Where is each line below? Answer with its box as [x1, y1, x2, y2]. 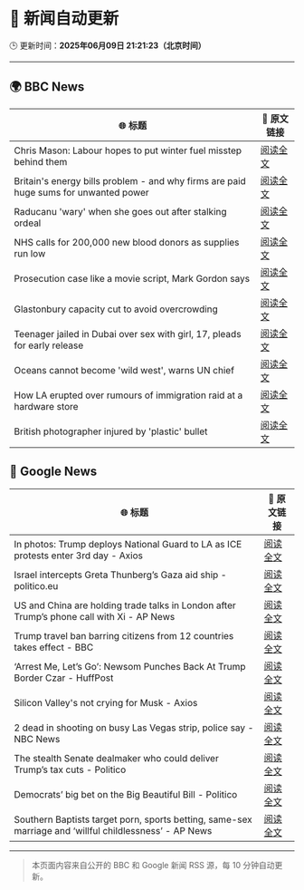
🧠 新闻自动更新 [9, 8, 119, 29]
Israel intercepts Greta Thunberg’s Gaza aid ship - [14, 568, 227, 581]
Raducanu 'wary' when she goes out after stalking [14, 205, 228, 218]
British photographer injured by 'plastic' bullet [14, 425, 208, 438]
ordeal [14, 217, 42, 229]
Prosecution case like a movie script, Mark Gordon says [14, 272, 251, 285]
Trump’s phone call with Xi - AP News [14, 610, 176, 623]
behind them [14, 155, 68, 168]
